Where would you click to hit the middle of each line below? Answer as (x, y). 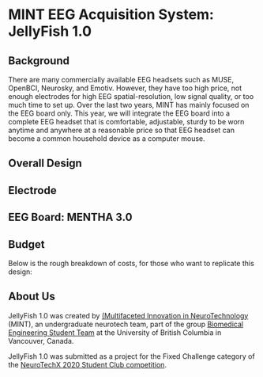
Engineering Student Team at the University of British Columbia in (115, 332)
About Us (32, 297)
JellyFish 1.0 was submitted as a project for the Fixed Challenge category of (131, 356)
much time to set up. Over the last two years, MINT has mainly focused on (129, 105)
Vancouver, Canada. (41, 341)
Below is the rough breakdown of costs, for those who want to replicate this (131, 263)
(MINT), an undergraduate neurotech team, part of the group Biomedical (126, 324)
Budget (26, 244)
